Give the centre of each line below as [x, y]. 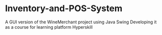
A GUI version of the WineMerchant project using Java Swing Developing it [81, 22]
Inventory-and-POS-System [64, 9]
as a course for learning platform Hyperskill [49, 27]
